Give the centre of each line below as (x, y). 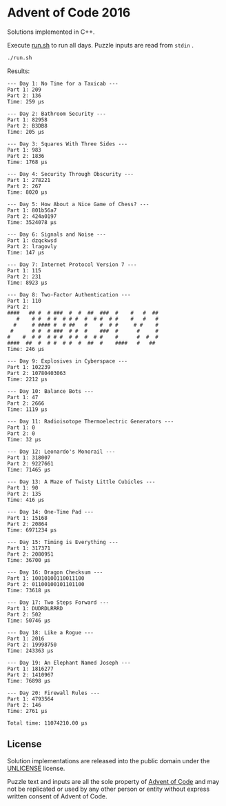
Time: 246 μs (26, 349)
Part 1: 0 (21, 427)
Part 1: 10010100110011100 (46, 578)
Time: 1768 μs (28, 162)
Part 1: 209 (24, 90)
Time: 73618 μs (29, 590)
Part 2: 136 (24, 95)
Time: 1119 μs (28, 409)
